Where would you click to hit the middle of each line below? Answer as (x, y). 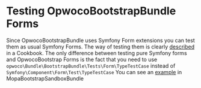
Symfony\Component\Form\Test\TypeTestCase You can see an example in (94, 72)
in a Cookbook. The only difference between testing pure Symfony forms (97, 53)
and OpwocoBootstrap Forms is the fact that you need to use (82, 59)
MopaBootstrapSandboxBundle (45, 78)
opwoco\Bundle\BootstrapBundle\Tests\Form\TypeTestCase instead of (91, 66)
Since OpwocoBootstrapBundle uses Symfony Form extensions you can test (101, 40)
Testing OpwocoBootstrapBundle (91, 11)
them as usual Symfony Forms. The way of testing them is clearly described (100, 47)
